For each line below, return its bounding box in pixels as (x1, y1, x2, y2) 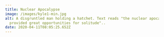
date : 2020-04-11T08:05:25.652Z (5, 25, 71, 30)
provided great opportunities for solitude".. (9, 20, 106, 25)
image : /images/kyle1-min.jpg (5, 12, 67, 16)
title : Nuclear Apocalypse (5, 7, 60, 12)
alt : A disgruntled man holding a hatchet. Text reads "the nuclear (5, 16, 147, 21)
